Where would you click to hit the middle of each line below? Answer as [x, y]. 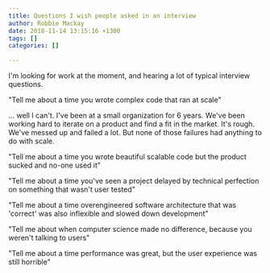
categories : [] [34, 46]
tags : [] [23, 38]
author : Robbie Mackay [46, 23]
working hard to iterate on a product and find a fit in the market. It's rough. [132, 124]
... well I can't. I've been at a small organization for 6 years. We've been [127, 116]
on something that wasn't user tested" [72, 189]
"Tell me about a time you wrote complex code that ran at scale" [115, 100]
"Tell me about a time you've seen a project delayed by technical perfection [134, 181]
